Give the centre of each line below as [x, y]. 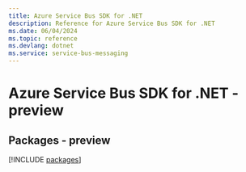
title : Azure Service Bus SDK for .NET [76, 16]
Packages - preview [59, 140]
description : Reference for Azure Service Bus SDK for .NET [112, 23]
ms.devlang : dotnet [41, 46]
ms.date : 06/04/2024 [43, 31]
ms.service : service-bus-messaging [68, 53]
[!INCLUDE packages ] [45, 159]
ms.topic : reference [43, 38]
